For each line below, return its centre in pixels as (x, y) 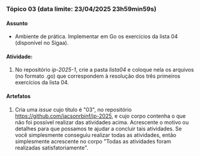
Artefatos (19, 96)
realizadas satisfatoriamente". (51, 148)
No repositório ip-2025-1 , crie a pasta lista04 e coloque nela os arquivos (104, 70)
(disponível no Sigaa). (42, 43)
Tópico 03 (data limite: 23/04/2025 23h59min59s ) (81, 9)
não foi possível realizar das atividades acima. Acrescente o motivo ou (102, 122)
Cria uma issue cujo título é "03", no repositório (73, 109)
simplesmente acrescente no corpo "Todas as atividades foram (93, 141)
